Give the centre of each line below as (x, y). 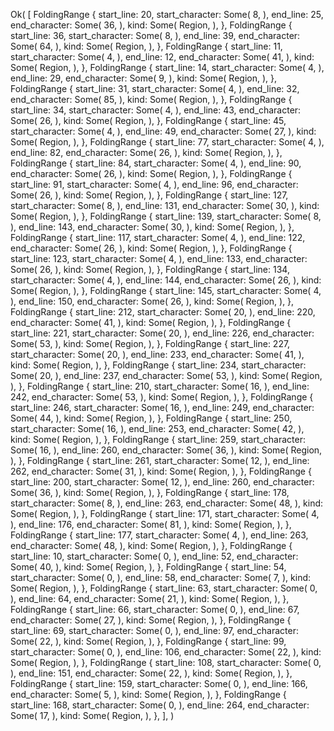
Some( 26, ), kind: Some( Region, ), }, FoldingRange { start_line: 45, (148, 120)
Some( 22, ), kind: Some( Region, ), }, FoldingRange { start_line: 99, (148, 641)
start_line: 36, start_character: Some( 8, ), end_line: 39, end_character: (155, 35)
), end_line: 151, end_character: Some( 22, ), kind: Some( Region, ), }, (151, 673)
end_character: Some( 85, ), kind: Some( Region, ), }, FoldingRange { (151, 99)
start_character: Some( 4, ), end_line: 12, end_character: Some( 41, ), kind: (162, 57)
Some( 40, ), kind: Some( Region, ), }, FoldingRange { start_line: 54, (148, 567)
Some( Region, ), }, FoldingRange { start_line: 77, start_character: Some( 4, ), (167, 142)
